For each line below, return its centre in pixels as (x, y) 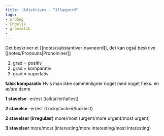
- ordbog (14, 19)
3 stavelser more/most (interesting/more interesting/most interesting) (78, 128)
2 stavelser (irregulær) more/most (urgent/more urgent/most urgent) (78, 118)
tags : (11, 15)
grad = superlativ (31, 74)
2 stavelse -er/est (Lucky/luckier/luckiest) (49, 108)
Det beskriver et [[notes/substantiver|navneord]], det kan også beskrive (80, 48)
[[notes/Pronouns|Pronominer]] (38, 53)
